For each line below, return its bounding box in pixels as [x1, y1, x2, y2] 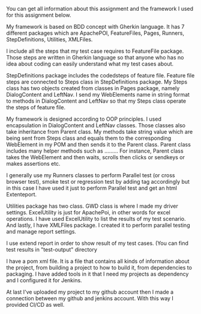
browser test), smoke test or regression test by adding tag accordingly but [6, 178, 190, 185]
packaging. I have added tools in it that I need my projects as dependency [6, 270, 189, 277]
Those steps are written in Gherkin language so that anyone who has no [6, 54, 184, 61]
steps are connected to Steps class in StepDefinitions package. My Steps [6, 78, 188, 85]
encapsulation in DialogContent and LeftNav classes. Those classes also [6, 122, 186, 128]
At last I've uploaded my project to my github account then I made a [6, 288, 174, 295]
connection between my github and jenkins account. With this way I [6, 295, 174, 302]
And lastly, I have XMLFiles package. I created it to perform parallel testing [6, 222, 190, 229]
